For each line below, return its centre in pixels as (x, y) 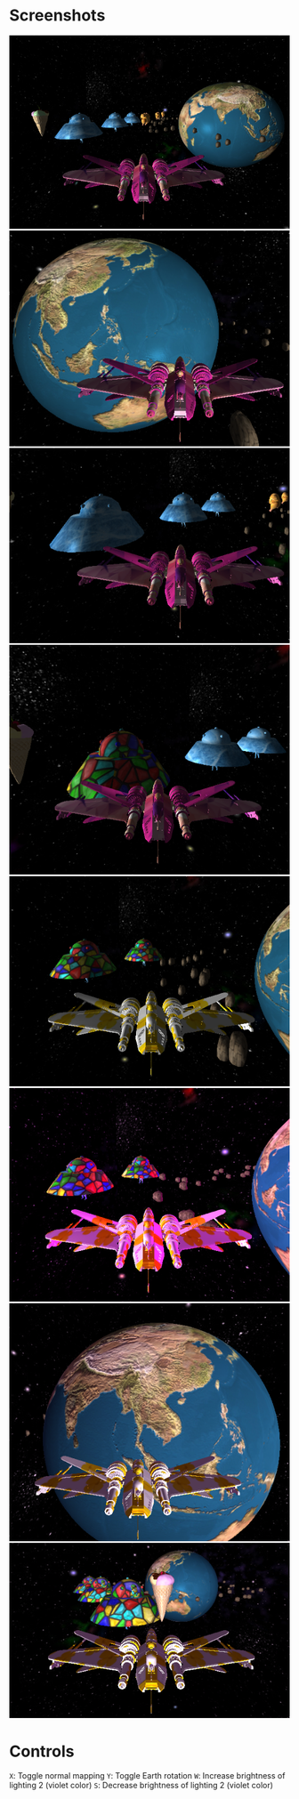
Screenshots (57, 16)
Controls (42, 1751)
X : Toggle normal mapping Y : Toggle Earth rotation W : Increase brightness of (147, 1776)
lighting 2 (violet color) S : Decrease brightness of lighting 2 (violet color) (141, 1786)
